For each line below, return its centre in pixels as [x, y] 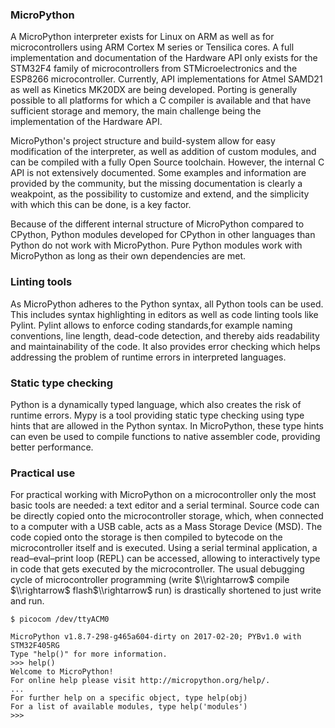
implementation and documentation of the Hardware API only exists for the [164, 58]
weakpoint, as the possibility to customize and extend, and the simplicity [160, 194]
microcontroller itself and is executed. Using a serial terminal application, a [164, 548]
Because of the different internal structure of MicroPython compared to [157, 224]
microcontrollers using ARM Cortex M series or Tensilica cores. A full [152, 47]
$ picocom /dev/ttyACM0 [60, 619]
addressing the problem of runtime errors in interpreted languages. [148, 357]
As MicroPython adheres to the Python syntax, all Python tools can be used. [167, 304]
